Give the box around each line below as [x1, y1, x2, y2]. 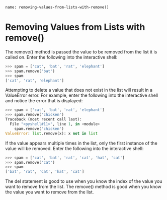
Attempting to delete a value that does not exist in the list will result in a [5, 87, 152, 93]
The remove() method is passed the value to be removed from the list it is [5, 48, 157, 55]
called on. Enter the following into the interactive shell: [5, 54, 118, 60]
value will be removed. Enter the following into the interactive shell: [5, 145, 144, 151]
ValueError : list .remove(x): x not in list [5, 131, 98, 136]
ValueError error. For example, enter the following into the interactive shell [5, 92, 158, 98]
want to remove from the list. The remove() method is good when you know [5, 184, 162, 190]
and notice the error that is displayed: [5, 98, 83, 104]
